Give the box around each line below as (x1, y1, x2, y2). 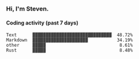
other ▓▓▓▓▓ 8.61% (6, 43, 133, 48)
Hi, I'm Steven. (6, 5, 49, 13)
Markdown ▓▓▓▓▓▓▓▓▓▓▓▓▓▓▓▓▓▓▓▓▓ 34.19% (6, 37, 133, 43)
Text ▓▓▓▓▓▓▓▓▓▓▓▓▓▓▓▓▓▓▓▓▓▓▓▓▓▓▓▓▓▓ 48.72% (6, 32, 133, 38)
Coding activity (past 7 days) (6, 19, 78, 26)
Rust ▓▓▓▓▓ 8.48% (6, 47, 133, 54)
